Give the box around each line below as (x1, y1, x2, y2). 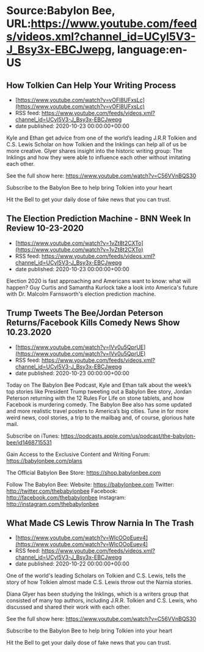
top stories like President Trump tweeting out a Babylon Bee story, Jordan (6, 388, 192, 395)
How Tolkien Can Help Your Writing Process (6, 80, 176, 91)
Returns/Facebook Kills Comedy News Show (6, 318, 180, 328)
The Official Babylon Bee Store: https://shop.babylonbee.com (6, 469, 161, 476)
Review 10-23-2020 (6, 223, 84, 233)
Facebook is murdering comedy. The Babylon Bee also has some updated (6, 400, 192, 408)
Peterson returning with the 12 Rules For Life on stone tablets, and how (6, 394, 184, 402)
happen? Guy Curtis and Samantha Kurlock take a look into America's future (6, 283, 199, 291)
